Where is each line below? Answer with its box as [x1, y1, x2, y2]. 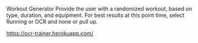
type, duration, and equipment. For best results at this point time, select [6, 12, 185, 19]
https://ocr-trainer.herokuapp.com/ [6, 30, 94, 37]
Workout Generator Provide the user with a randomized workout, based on [6, 5, 193, 12]
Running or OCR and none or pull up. [6, 18, 98, 25]
